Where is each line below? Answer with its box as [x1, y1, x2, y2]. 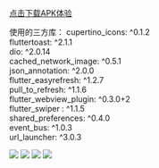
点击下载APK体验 [9, 8, 73, 18]
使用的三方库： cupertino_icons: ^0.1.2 [9, 27, 150, 38]
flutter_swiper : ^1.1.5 [9, 104, 85, 113]
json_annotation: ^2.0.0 [9, 65, 95, 76]
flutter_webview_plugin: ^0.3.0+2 [9, 94, 131, 105]
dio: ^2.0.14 [9, 46, 51, 56]
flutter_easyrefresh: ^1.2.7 [9, 75, 105, 85]
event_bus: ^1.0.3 [9, 122, 73, 132]
